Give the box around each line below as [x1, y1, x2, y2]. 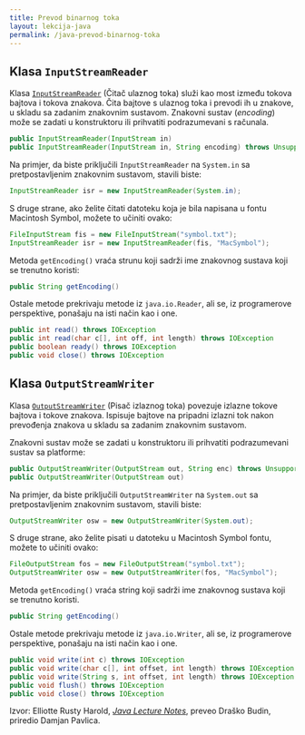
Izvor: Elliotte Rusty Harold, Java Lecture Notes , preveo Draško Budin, [9, 705, 271, 717]
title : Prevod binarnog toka [9, 13, 120, 23]
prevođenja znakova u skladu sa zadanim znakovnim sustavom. [9, 419, 247, 430]
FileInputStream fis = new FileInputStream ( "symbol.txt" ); [9, 230, 238, 239]
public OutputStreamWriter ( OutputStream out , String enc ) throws [9, 464, 261, 473]
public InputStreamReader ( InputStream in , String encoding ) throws [9, 142, 271, 152]
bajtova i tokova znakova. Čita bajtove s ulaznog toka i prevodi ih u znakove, [9, 97, 294, 109]
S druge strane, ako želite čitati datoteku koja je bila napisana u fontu [9, 202, 267, 213]
